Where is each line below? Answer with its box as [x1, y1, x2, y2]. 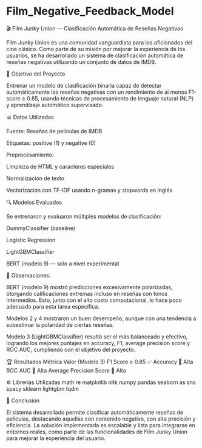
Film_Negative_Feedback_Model [6, 4, 174, 18]
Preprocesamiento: [6, 151, 54, 158]
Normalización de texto [6, 175, 65, 182]
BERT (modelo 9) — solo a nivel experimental [6, 260, 120, 267]
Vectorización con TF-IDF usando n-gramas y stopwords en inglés [6, 186, 173, 194]
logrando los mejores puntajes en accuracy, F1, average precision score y [6, 339, 190, 346]
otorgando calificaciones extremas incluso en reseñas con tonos [6, 290, 168, 297]
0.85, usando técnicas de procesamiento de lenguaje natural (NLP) [27, 94, 194, 102]
